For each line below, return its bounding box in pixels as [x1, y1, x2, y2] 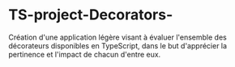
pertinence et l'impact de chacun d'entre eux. [8, 49, 161, 59]
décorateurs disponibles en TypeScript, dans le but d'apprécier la [8, 40, 228, 50]
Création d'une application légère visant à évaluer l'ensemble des [8, 32, 227, 42]
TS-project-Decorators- [8, 6, 173, 24]
